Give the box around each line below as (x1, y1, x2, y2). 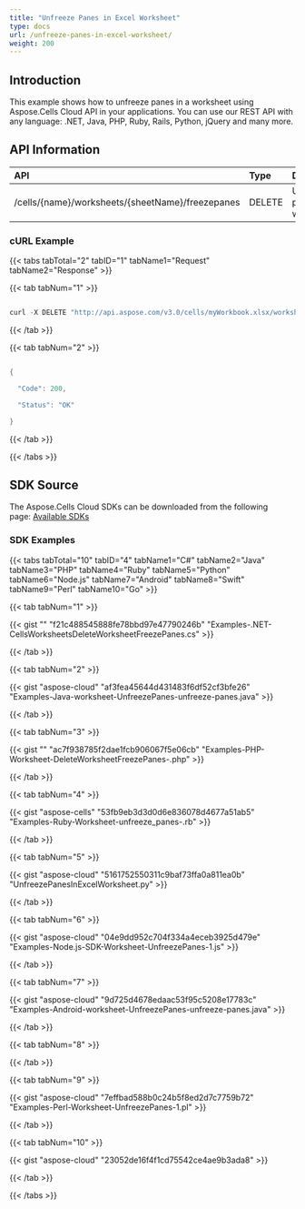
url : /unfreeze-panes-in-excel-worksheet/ (9, 30, 172, 39)
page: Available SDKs (9, 511, 90, 522)
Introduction (9, 72, 82, 87)
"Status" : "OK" (17, 400, 75, 409)
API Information (9, 142, 101, 157)
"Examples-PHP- (201, 743, 265, 755)
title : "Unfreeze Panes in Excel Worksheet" (9, 13, 181, 23)
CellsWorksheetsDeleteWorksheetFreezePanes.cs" (9, 629, 200, 640)
